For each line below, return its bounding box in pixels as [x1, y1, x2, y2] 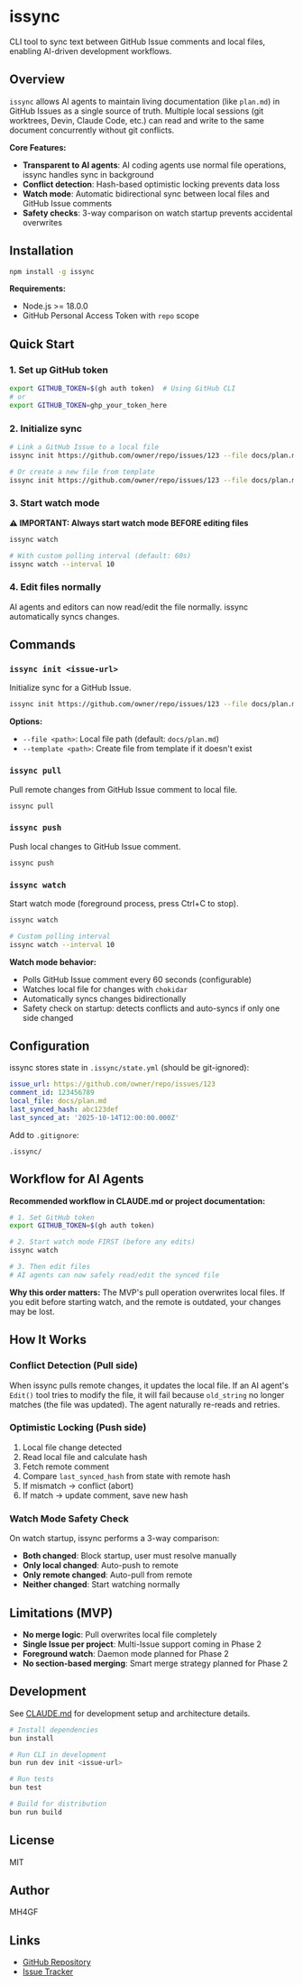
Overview [9, 72, 66, 87]
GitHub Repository [22, 1957, 92, 1968]
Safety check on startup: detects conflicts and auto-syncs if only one [22, 1003, 280, 1014]
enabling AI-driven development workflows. [9, 45, 172, 56]
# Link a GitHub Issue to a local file [9, 443, 160, 452]
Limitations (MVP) [9, 1605, 114, 1621]
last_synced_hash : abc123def [9, 1105, 119, 1115]
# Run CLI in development [9, 1750, 106, 1760]
